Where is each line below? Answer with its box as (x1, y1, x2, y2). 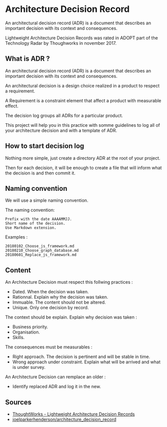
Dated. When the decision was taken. (12, 289, 89, 295)
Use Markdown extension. (5, 225, 57, 231)
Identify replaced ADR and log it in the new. (12, 384, 101, 390)
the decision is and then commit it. (5, 170, 76, 176)
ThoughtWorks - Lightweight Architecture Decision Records (12, 411, 135, 417)
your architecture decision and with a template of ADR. (5, 127, 117, 133)
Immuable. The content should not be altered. (12, 299, 106, 305)
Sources (5, 398, 32, 406)
